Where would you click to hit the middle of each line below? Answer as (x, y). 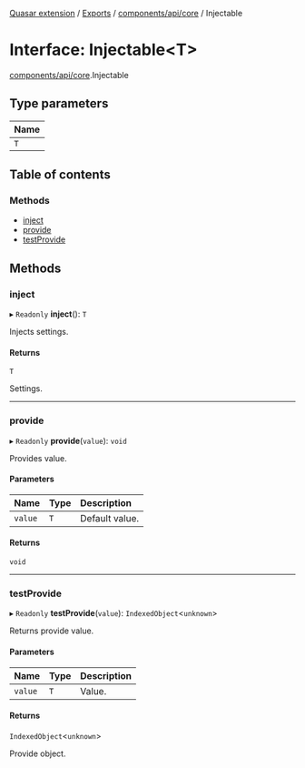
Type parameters (59, 104)
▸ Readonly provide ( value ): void (68, 440)
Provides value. (38, 458)
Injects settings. (39, 332)
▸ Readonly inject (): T (48, 314)
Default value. (110, 518)
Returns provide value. (52, 631)
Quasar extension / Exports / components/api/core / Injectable (126, 13)
